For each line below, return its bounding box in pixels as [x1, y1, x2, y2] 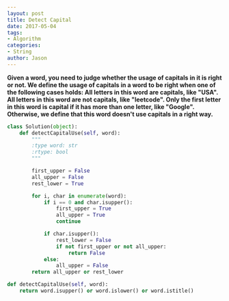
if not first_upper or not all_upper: [55, 243, 167, 250]
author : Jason [7, 55, 48, 62]
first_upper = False [31, 167, 90, 174]
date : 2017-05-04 [7, 23, 57, 29]
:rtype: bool [31, 149, 69, 156]
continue [55, 218, 81, 225]
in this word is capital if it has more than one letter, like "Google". [7, 102, 195, 110]
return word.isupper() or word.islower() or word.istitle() [19, 287, 194, 294]
